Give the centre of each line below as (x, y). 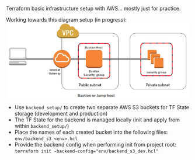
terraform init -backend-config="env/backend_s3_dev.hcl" (86, 151)
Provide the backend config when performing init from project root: (95, 144)
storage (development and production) (61, 113)
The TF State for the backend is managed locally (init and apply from (97, 120)
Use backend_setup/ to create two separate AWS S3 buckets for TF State (102, 107)
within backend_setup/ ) (42, 126)
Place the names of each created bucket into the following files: (91, 132)
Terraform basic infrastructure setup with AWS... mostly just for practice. (93, 8)
